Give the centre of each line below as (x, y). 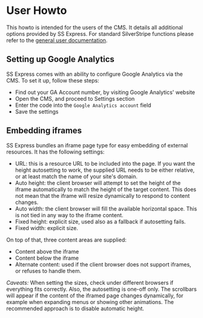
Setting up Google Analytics (61, 59)
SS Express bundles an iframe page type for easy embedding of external (97, 145)
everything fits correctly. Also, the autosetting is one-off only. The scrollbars (101, 289)
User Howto (37, 11)
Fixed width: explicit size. (47, 228)
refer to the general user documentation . (57, 40)
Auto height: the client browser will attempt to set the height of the (98, 183)
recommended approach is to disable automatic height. (75, 308)
